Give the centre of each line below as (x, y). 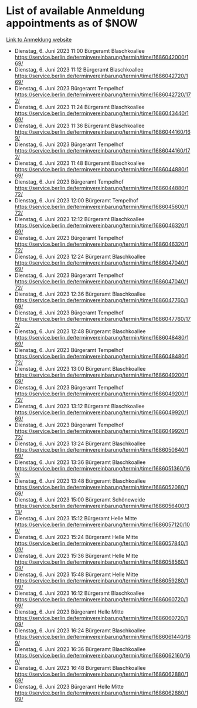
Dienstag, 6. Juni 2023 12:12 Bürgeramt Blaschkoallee (79, 219)
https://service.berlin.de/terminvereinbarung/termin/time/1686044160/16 (102, 132)
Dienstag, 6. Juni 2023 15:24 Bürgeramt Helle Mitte (76, 537)
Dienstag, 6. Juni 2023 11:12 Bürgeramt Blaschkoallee (79, 69)
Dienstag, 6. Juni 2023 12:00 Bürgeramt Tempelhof (77, 200)
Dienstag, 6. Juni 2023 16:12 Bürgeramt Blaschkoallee (79, 593)
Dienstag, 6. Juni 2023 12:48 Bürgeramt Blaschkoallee (80, 331)
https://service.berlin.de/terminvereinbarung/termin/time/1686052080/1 (101, 487)
